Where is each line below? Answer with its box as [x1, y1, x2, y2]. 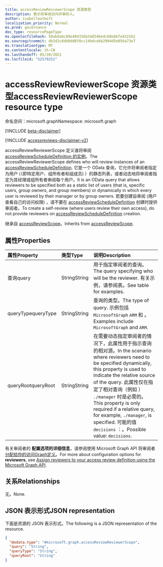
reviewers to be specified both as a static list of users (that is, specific [5, 182, 145, 188]
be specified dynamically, [93, 360, 152, 366]
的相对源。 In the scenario [93, 347, 152, 354]
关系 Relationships [5, 477, 60, 486]
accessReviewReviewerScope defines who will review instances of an [5, 159, 145, 165]
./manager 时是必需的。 [93, 394, 147, 400]
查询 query [7, 275, 31, 281]
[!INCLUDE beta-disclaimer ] [5, 128, 61, 134]
